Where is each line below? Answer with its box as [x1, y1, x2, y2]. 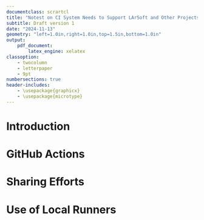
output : [6, 37, 26, 43]
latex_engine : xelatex [28, 48, 86, 55]
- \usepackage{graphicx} [17, 88, 80, 94]
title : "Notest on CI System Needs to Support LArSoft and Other [6, 15, 175, 21]
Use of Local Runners [6, 202, 117, 216]
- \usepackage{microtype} [17, 93, 83, 99]
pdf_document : [17, 43, 53, 49]
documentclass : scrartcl [6, 8, 69, 15]
